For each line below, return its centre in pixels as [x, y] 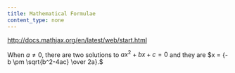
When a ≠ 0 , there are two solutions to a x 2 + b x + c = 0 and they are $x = [114, 54]
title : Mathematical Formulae [52, 14]
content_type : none [36, 20]
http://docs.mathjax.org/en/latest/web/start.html [77, 40]
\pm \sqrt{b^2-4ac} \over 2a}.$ [58, 62]
